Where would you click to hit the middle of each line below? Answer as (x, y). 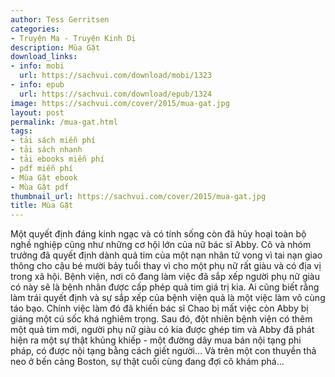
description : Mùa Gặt (55, 47)
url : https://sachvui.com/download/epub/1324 (116, 94)
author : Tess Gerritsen (60, 19)
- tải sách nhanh (46, 150)
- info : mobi (37, 66)
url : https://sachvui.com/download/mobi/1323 (116, 76)
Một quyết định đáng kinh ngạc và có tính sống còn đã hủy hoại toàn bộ (158, 234)
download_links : (44, 57)
